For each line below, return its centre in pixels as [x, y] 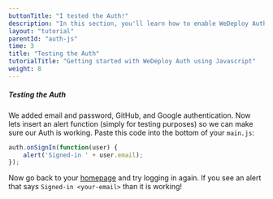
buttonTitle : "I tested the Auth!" [69, 16]
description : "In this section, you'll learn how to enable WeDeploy [129, 24]
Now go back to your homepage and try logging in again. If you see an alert [135, 178]
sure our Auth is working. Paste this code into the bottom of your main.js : [131, 132]
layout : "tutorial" [41, 31]
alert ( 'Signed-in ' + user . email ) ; [83, 155]
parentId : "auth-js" [43, 39]
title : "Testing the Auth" [54, 54]
